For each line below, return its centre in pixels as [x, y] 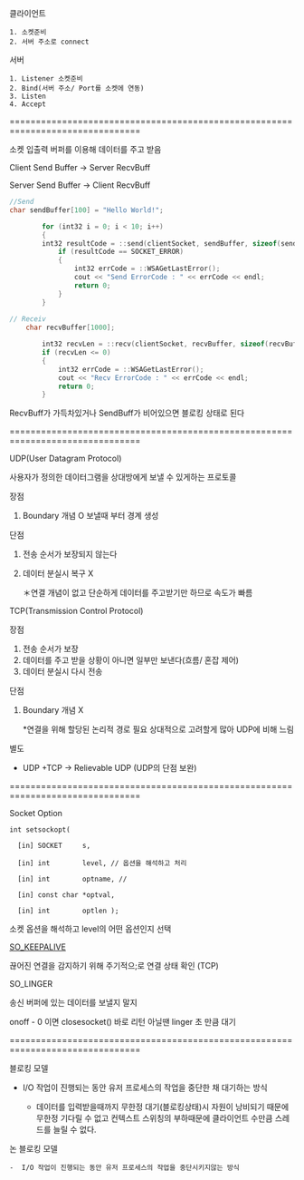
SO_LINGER [31, 984]
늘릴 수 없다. [75, 1130]
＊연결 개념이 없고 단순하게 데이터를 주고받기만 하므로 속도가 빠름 [138, 593]
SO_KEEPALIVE [38, 947]
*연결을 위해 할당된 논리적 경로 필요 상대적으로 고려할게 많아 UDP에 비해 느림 [158, 729]
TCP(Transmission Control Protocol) [76, 611]
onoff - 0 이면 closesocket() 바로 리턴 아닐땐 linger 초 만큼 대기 [123, 1022]
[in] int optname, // [72, 879]
